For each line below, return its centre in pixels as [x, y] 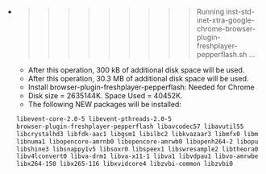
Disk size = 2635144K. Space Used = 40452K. [105, 95]
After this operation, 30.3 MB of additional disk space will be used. [138, 79]
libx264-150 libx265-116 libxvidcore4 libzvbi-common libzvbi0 [125, 164]
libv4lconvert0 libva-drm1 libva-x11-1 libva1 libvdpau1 [114, 156]
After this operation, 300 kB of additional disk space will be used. [136, 70]
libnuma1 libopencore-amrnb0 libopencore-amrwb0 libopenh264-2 [125, 141]
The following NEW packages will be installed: [104, 104]
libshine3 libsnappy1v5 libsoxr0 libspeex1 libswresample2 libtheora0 [137, 149]
